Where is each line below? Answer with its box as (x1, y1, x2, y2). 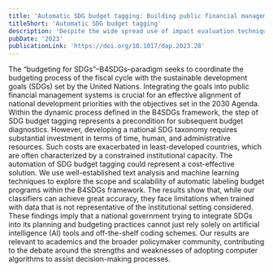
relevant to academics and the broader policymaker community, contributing (8, 237, 265, 247)
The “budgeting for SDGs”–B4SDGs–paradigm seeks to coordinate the (8, 64, 244, 74)
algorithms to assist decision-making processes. (8, 254, 171, 264)
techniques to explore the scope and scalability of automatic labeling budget (8, 176, 265, 187)
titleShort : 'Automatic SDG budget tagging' (8, 19, 162, 28)
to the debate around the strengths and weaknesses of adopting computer (8, 245, 258, 256)
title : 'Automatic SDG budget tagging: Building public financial (8, 11, 238, 20)
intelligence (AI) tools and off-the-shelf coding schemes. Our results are (8, 228, 250, 238)
